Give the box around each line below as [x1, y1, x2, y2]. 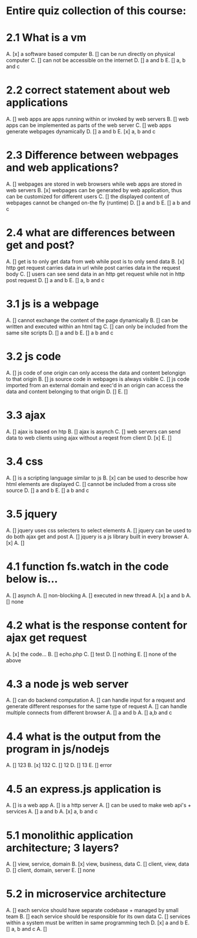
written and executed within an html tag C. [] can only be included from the [6, 323, 188, 330]
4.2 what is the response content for [6, 618, 188, 632]
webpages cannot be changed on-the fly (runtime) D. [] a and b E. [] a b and [6, 199, 191, 206]
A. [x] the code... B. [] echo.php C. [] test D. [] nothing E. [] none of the [6, 651, 177, 658]
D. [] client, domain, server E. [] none [6, 867, 95, 874]
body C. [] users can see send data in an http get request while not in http [6, 270, 185, 277]
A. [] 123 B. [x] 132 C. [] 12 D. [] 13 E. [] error [6, 762, 112, 769]
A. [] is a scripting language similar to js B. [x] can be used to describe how [6, 474, 188, 481]
